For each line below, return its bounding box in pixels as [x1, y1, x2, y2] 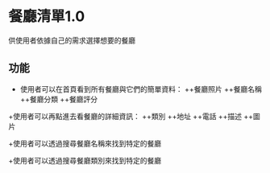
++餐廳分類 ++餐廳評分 [19, 94, 98, 104]
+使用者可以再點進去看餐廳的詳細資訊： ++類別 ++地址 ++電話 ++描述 [8, 111, 243, 121]
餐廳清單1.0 [8, 7, 85, 26]
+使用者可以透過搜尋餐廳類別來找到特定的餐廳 [8, 155, 162, 165]
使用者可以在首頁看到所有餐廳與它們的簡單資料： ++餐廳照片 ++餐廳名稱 [19, 84, 262, 93]
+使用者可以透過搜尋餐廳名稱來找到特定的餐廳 [8, 138, 162, 148]
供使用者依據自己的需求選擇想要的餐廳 [8, 35, 135, 45]
